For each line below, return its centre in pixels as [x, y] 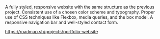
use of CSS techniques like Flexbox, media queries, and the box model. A [79, 17]
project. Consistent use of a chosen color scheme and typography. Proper [80, 12]
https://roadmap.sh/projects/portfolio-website [52, 32]
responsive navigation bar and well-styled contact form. [62, 22]
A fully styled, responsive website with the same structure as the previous [80, 7]
